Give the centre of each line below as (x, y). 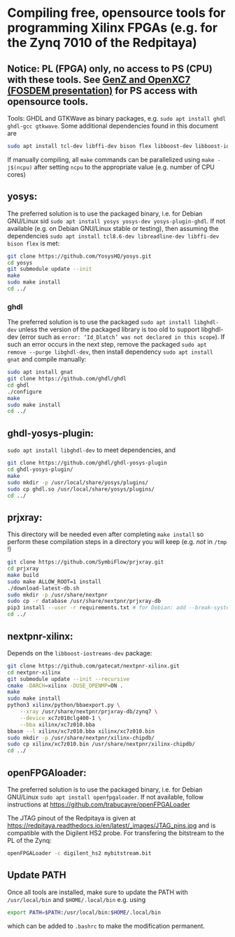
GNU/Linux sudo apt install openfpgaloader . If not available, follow (106, 797)
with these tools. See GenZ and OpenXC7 (99, 80)
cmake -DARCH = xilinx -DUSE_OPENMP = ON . (65, 686)
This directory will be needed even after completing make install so (106, 534)
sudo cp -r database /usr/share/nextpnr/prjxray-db (84, 602)
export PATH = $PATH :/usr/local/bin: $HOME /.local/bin (84, 912)
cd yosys (20, 263)
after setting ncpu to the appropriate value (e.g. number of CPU (124, 167)
